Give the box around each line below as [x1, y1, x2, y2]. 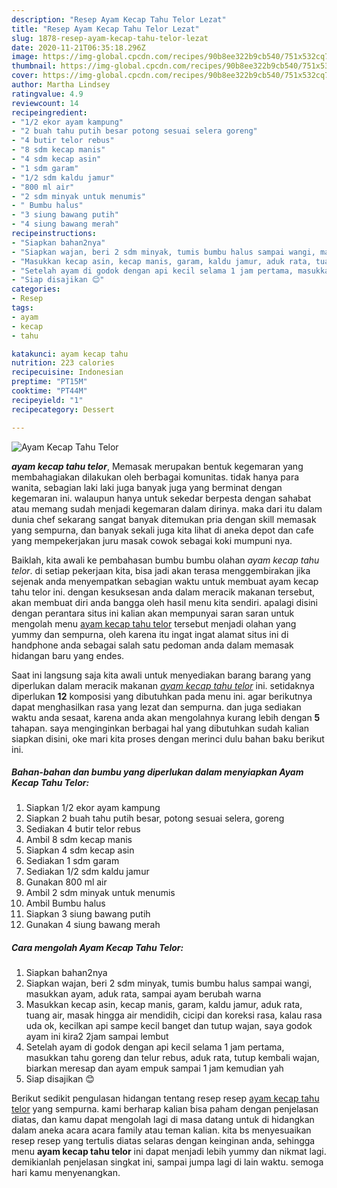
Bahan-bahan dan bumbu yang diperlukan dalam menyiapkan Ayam [11, 766, 304, 778]
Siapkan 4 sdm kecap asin [25, 844, 135, 856]
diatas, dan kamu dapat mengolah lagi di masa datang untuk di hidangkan [11, 1114, 315, 1126]
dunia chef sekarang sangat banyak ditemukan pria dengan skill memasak [11, 513, 317, 525]
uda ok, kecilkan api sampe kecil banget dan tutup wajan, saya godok [25, 1020, 313, 1032]
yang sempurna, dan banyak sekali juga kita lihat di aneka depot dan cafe [11, 524, 314, 536]
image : [11, 52, 39, 62]
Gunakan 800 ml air [25, 876, 108, 888]
